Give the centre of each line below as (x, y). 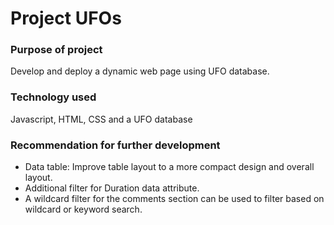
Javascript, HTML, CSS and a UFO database (101, 119)
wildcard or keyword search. (83, 209)
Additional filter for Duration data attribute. (112, 188)
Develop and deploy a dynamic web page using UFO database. (140, 71)
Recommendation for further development (115, 145)
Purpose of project (56, 50)
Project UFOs (66, 18)
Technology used (53, 97)
